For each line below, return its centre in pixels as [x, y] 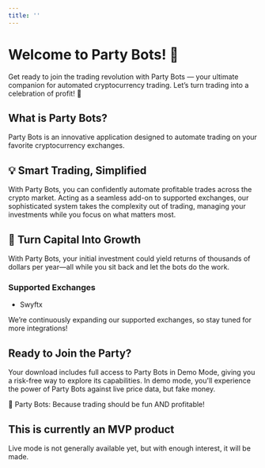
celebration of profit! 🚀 [45, 93]
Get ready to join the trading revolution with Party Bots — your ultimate [123, 77]
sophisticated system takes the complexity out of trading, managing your [127, 206]
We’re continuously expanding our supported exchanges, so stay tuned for [130, 320]
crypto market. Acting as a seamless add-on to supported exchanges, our [129, 198]
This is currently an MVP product [91, 429]
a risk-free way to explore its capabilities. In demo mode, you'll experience [130, 381]
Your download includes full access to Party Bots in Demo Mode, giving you [132, 372]
